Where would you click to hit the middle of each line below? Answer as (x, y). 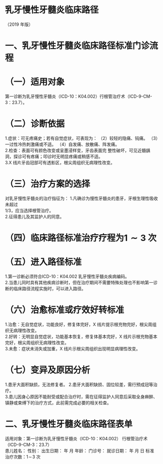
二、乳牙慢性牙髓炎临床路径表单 (69, 424)
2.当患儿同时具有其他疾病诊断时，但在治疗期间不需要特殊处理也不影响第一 (79, 283)
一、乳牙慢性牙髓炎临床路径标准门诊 (77, 46)
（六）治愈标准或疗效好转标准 (65, 310)
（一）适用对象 (35, 82)
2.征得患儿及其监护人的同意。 (35, 216)
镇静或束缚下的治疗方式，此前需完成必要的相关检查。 (58, 403)
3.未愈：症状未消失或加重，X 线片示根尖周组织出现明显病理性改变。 (73, 349)
